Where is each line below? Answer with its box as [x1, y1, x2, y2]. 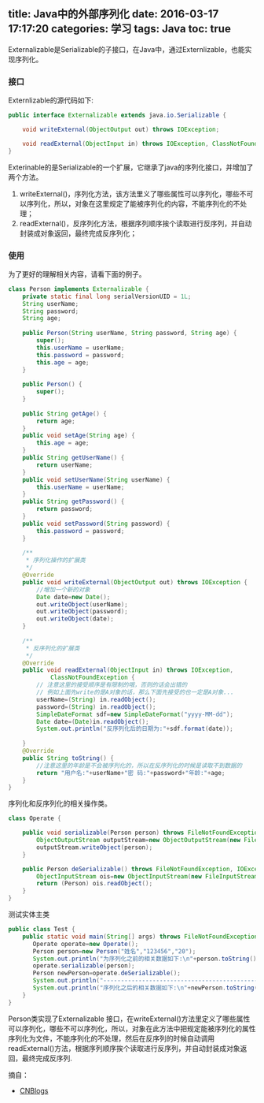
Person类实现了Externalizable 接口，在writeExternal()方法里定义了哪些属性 [8, 1014, 251, 1023]
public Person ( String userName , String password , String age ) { [22, 330, 237, 337]
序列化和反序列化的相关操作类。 [8, 799, 112, 808]
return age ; [36, 417, 76, 425]
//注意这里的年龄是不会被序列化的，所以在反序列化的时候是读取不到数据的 [36, 762, 242, 769]
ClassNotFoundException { [49, 673, 135, 682]
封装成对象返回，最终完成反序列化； [19, 228, 137, 238]
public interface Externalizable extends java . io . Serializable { [8, 111, 226, 120]
